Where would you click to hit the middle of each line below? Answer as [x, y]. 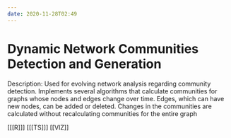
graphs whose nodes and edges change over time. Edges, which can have [116, 98]
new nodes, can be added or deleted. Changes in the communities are [109, 106]
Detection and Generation [84, 64]
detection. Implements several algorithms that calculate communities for [112, 91]
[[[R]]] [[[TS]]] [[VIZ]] [38, 127]
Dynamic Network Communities [103, 48]
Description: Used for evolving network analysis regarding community [109, 84]
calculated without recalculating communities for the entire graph [102, 113]
